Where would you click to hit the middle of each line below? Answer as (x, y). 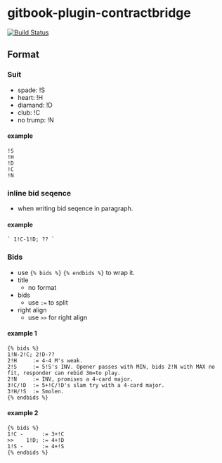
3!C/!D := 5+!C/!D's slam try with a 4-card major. (86, 385)
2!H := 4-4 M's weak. (45, 360)
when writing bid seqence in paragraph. (75, 208)
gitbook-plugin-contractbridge (99, 13)
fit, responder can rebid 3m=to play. (64, 373)
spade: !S (31, 90)
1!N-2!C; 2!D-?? (31, 354)
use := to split (48, 302)
